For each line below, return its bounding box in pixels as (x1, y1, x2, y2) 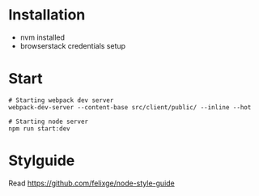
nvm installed (19, 32, 66, 42)
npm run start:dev (8, 124, 70, 133)
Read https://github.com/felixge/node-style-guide (8, 178, 176, 188)
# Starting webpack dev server (8, 96, 114, 104)
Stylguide (8, 151, 75, 170)
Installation (8, 6, 86, 24)
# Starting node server (8, 117, 89, 126)
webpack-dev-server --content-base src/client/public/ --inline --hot (8, 103, 252, 111)
